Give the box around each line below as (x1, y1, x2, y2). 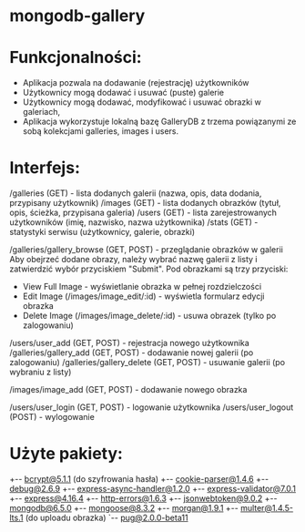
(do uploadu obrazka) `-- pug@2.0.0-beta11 (25, 512, 188, 523)
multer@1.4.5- (239, 503, 294, 513)
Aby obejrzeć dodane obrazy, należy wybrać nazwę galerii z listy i (9, 254, 258, 265)
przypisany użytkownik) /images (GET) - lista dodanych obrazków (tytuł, (9, 198, 281, 209)
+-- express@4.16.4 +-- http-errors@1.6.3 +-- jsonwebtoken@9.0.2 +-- (9, 493, 278, 504)
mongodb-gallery (9, 5, 146, 26)
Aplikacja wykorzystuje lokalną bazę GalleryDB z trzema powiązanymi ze (22, 116, 297, 128)
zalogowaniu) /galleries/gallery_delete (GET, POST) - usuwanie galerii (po (9, 357, 285, 368)
